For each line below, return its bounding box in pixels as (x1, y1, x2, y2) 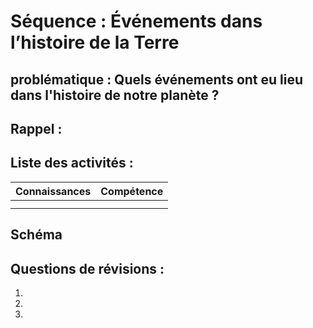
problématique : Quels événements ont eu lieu (10, 71, 304, 88)
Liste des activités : (10, 155, 134, 172)
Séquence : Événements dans (10, 10, 263, 33)
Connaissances (15, 184, 92, 198)
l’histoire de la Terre (10, 31, 180, 54)
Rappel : (10, 120, 63, 137)
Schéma (10, 226, 63, 244)
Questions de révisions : (10, 260, 165, 277)
